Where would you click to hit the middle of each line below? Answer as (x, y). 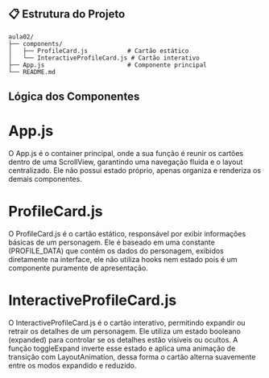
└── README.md (32, 72)
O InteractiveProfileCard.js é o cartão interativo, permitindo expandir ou (127, 323)
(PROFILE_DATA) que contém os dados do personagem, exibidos (116, 251)
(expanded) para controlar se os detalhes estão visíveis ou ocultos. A (123, 340)
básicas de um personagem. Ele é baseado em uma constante (112, 242)
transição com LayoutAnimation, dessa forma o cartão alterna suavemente (132, 357)
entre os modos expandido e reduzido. (72, 366)
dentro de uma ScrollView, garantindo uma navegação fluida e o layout (126, 162)
